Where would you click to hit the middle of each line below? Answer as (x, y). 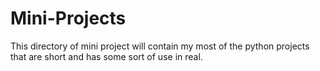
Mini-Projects (68, 18)
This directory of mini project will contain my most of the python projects (160, 46)
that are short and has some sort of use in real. (106, 56)
